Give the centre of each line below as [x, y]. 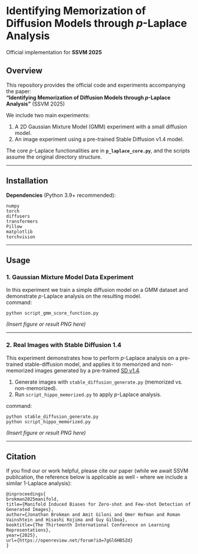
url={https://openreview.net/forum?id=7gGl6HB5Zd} [70, 540]
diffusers [18, 216]
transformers [22, 221]
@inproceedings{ [26, 494]
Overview [24, 71]
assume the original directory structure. [54, 157]
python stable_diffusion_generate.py [52, 417]
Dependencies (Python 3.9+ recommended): [61, 195]
